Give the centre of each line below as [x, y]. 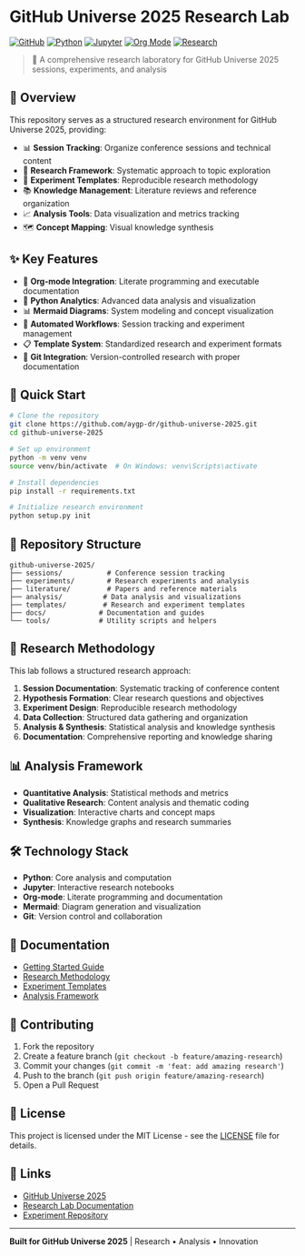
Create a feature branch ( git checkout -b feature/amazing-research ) [152, 1056]
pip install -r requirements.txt [73, 491]
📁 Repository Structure [75, 544]
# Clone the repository [54, 416]
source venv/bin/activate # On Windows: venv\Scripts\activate [133, 466]
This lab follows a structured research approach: [100, 670]
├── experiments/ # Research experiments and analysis [129, 581]
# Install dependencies [54, 482]
